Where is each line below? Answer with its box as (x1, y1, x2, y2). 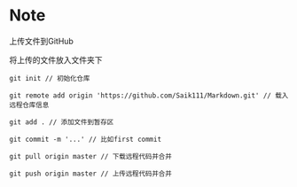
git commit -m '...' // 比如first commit (9, 135, 162, 144)
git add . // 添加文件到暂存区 (9, 117, 114, 127)
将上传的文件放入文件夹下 (9, 54, 103, 65)
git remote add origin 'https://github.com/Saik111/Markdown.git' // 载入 (9, 90, 289, 100)
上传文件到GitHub (9, 35, 74, 46)
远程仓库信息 (9, 100, 50, 109)
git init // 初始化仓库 (9, 74, 90, 82)
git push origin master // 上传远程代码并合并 (9, 169, 173, 178)
